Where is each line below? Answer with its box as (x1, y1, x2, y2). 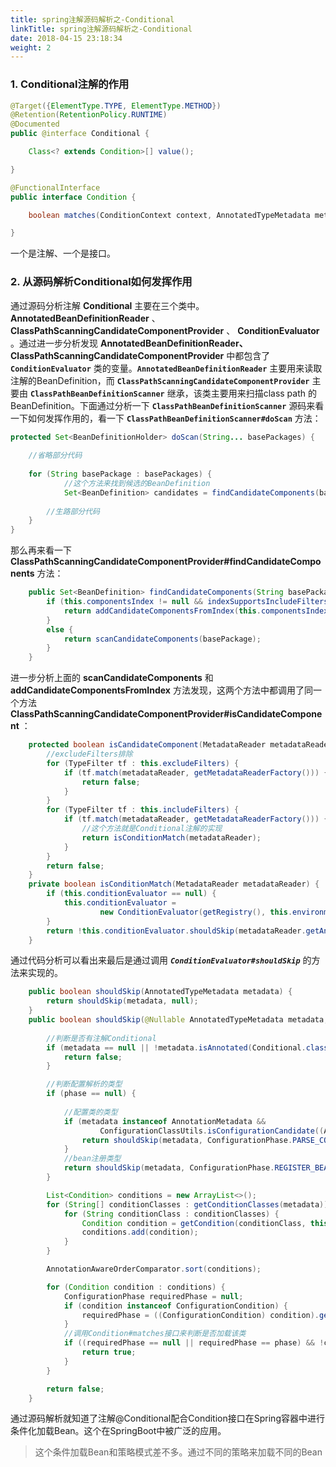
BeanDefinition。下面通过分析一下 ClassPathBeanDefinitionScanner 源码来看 (10, 399, 325, 411)
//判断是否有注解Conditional (46, 1033, 157, 1043)
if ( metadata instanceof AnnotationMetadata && (63, 1116, 267, 1126)
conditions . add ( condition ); (81, 1227, 199, 1238)
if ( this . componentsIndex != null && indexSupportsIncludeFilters (46, 597, 329, 607)
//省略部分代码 (28, 451, 83, 461)
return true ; (81, 1347, 137, 1358)
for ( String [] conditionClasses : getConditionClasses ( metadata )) (46, 1199, 329, 1210)
